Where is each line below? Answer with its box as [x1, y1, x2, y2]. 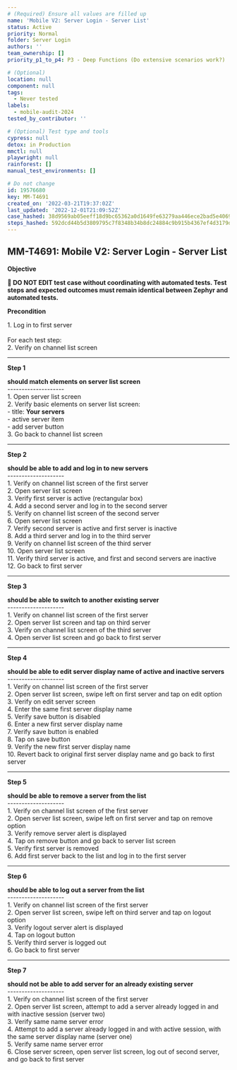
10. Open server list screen [7, 546, 85, 555]
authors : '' [7, 43, 42, 50]
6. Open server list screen [7, 516, 83, 525]
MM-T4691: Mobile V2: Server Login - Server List [7, 245, 228, 258]
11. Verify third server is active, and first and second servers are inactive [7, 554, 217, 562]
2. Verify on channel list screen [7, 343, 97, 351]
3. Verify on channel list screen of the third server [7, 625, 152, 634]
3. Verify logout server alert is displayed [7, 923, 123, 931]
